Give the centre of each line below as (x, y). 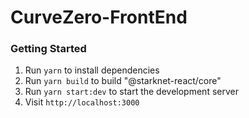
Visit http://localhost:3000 (82, 102)
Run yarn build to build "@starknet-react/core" (123, 81)
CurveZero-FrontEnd (99, 17)
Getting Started (48, 49)
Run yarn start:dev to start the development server (131, 92)
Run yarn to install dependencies (92, 70)
